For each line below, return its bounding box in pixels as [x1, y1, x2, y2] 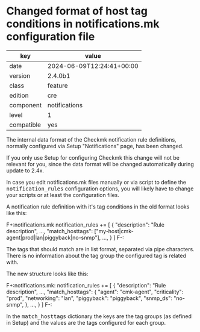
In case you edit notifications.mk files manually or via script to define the [6, 178, 187, 186]
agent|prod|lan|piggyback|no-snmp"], [6, 234, 101, 241]
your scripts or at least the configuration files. [6, 191, 119, 198]
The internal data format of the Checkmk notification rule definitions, [6, 136, 177, 143]
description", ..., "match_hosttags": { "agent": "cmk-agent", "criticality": [6, 288, 184, 295]
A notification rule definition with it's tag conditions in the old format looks [6, 203, 190, 210]
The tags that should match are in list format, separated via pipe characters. [6, 245, 195, 252]
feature [47, 81, 68, 90]
